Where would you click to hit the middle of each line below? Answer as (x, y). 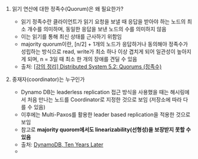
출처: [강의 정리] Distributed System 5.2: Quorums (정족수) (91, 67)
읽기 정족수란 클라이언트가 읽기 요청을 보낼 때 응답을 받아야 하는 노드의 (103, 22)
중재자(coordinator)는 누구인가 (48, 79)
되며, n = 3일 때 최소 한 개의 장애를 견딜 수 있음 (82, 59)
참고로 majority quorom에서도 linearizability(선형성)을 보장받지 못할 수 (106, 130)
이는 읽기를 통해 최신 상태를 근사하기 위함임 (71, 37)
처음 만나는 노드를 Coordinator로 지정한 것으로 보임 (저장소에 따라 (104, 100)
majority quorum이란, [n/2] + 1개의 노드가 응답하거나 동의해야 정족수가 (104, 44)
